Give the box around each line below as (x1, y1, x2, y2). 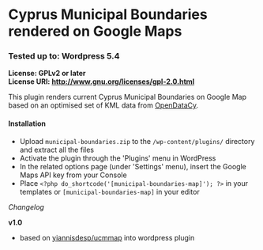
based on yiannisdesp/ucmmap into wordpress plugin (19, 233, 195, 242)
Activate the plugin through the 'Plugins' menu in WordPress (19, 153, 216, 163)
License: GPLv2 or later (8, 69, 86, 78)
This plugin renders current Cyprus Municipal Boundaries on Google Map (8, 93, 247, 102)
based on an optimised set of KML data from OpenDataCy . (8, 100, 199, 110)
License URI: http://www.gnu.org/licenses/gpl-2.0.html (8, 77, 195, 86)
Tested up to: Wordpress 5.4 (8, 51, 120, 62)
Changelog (8, 202, 45, 211)
